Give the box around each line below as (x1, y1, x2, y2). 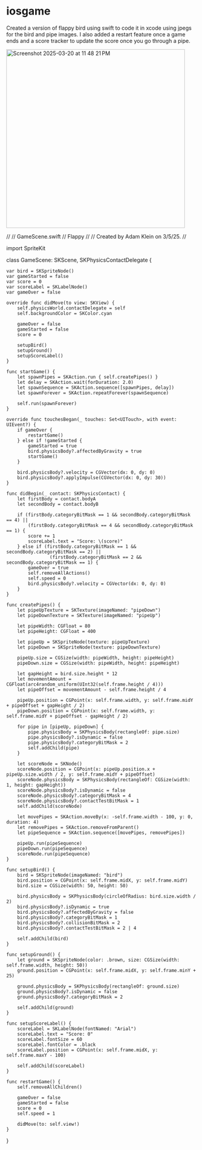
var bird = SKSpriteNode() (6, 268, 74, 274)
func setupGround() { (6, 951, 61, 957)
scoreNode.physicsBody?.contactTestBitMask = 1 (17, 798, 139, 804)
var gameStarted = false (6, 273, 69, 279)
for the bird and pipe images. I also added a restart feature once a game (6, 30, 186, 38)
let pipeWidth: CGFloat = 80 (17, 623, 91, 629)
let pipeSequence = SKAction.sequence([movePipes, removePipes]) (17, 830, 186, 836)
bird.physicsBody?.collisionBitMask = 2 (17, 919, 120, 926)
